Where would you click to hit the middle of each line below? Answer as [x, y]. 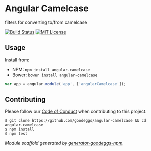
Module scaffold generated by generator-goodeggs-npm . [64, 143]
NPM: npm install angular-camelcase [51, 69]
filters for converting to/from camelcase [46, 22]
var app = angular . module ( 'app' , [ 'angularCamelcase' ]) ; [66, 84]
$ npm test [16, 134]
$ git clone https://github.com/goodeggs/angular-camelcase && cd [76, 121]
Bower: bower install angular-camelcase [55, 75]
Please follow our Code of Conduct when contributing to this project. [76, 112]
